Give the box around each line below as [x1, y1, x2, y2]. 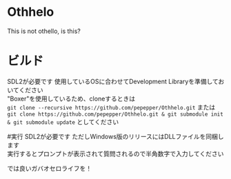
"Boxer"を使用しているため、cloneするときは [7, 94, 136, 103]
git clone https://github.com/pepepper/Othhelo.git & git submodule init [7, 111, 224, 118]
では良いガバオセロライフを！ [7, 164, 92, 172]
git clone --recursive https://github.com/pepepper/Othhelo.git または [7, 103, 216, 111]
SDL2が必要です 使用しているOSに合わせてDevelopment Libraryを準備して [7, 77, 219, 85]
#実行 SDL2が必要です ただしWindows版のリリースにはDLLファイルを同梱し [7, 132, 224, 140]
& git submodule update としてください [7, 118, 119, 126]
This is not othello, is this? [7, 27, 81, 35]
